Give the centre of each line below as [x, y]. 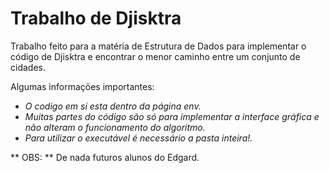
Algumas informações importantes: [82, 86]
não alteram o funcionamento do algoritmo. [115, 127]
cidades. [28, 67]
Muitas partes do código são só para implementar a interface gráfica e [172, 116]
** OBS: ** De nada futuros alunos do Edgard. [105, 157]
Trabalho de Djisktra [96, 18]
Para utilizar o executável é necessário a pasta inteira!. [138, 138]
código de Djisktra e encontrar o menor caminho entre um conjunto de [155, 56]
